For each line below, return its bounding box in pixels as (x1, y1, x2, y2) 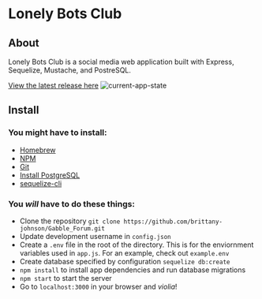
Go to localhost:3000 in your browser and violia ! (19, 282, 178, 291)
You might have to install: (8, 127, 107, 138)
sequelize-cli (19, 178, 62, 188)
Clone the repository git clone (19, 216, 121, 226)
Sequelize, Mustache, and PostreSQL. (8, 65, 132, 75)
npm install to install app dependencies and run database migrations (19, 265, 246, 275)
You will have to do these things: (8, 198, 136, 209)
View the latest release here (8, 80, 99, 90)
